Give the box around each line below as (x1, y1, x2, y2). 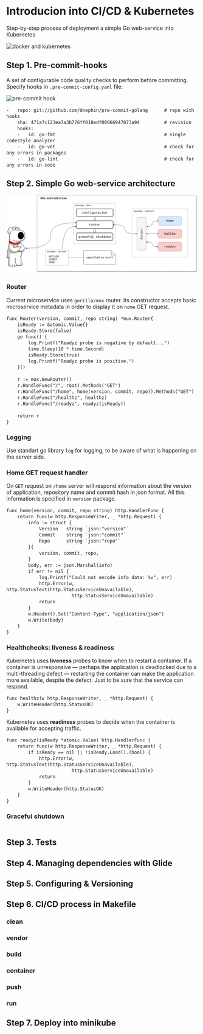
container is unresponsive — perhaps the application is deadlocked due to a (6, 664, 197, 671)
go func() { (17, 333, 47, 340)
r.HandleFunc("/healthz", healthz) (17, 394, 108, 401)
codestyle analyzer (6, 137, 56, 144)
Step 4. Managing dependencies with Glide (6, 858, 173, 868)
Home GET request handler (6, 468, 88, 477)
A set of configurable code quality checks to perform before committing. (6, 76, 188, 83)
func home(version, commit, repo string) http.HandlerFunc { (6, 508, 165, 514)
